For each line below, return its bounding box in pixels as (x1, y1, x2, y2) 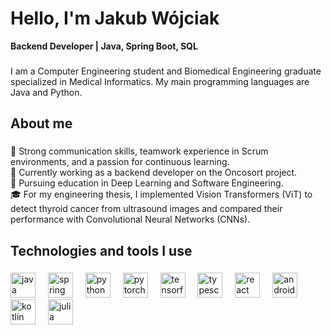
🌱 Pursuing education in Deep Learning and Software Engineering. (10, 177, 284, 189)
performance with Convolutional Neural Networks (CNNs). (10, 213, 251, 226)
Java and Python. (10, 86, 83, 98)
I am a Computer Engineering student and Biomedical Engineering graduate (10, 65, 322, 77)
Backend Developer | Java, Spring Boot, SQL (10, 40, 198, 52)
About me (10, 115, 73, 132)
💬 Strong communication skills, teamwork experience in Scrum (10, 145, 269, 157)
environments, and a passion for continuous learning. (10, 156, 230, 168)
